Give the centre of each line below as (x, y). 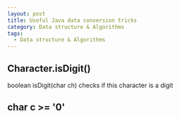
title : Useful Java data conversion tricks (72, 20)
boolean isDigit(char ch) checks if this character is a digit (90, 85)
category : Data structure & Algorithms (66, 27)
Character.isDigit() (49, 68)
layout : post (26, 14)
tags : (15, 33)
